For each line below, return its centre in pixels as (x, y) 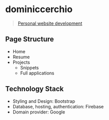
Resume (21, 57)
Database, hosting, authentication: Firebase (58, 106)
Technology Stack (34, 89)
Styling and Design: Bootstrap (44, 101)
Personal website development (50, 23)
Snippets (29, 67)
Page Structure (30, 39)
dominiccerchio (39, 9)
